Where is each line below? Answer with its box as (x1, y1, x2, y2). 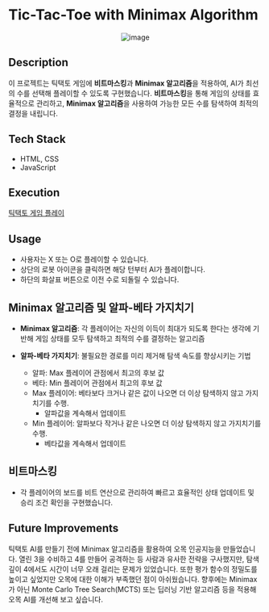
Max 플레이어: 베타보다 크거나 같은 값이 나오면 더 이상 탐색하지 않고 (31, 388, 244, 397)
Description (8, 56, 68, 69)
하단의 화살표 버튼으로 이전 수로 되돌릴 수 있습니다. (19, 275, 180, 284)
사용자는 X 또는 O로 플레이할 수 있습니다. (19, 254, 149, 264)
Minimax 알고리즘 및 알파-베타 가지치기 (8, 300, 195, 314)
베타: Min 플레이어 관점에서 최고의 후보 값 (31, 378, 163, 388)
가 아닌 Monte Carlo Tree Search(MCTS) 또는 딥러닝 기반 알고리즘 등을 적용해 (8, 584, 257, 594)
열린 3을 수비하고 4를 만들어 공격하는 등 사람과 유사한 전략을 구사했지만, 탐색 (19, 554, 260, 564)
